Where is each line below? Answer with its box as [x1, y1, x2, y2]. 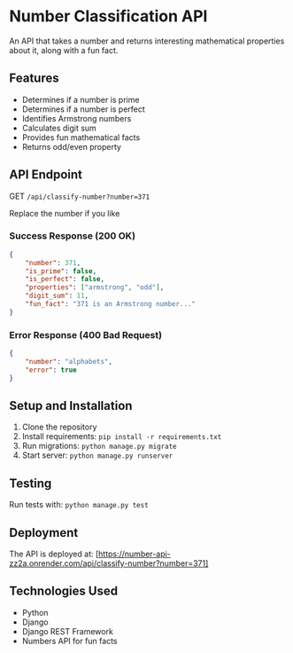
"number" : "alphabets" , [25, 358, 113, 366]
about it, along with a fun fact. [9, 44, 119, 55]
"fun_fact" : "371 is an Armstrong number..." [25, 300, 197, 309]
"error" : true [25, 366, 77, 374]
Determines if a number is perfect [21, 104, 146, 114]
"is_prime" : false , [25, 266, 97, 276]
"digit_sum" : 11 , [25, 291, 89, 301]
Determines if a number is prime [21, 94, 140, 105]
